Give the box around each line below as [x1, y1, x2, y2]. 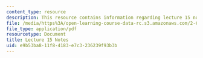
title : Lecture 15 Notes [6, 37, 69, 43]
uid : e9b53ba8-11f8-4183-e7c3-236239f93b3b [6, 43, 118, 49]
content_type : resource [6, 8, 66, 15]
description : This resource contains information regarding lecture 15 [6, 14, 190, 21]
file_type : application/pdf [6, 25, 77, 32]
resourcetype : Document [6, 31, 66, 37]
